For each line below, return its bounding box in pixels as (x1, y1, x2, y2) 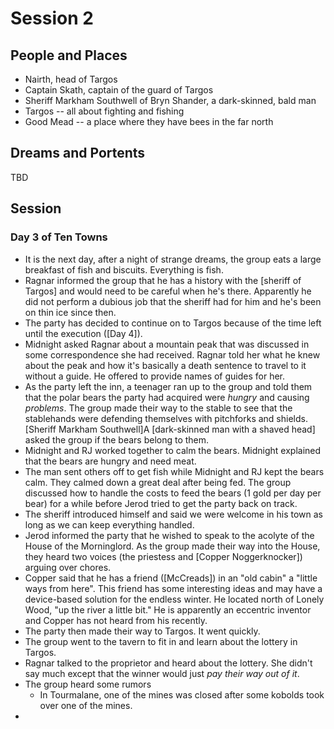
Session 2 (10, 7, 94, 30)
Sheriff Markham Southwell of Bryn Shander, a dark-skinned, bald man (24, 95, 317, 106)
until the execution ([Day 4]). (24, 327, 143, 339)
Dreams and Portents (10, 145, 146, 162)
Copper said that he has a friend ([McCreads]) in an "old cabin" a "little (24, 572, 318, 584)
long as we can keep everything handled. (24, 518, 195, 531)
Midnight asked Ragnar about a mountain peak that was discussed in (24, 338, 310, 350)
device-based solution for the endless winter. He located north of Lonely (24, 593, 325, 605)
